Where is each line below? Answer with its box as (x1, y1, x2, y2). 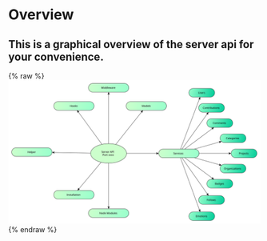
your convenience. (8, 50, 104, 63)
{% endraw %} (8, 225, 58, 235)
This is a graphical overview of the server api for (8, 38, 254, 51)
